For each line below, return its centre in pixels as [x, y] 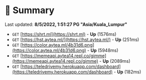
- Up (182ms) [128, 72]
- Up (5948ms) [103, 50]
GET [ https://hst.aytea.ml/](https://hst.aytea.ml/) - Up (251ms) [76, 39]
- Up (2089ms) [115, 61]
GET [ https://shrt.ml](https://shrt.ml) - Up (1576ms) [64, 34]
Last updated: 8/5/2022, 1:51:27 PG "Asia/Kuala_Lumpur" [66, 24]
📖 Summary [30, 10]
